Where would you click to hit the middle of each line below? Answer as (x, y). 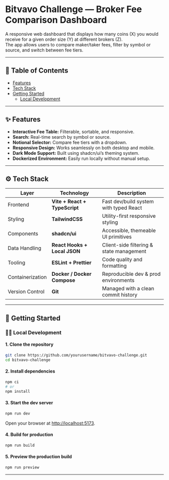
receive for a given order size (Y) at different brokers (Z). (64, 39)
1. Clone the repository (29, 344)
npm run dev (18, 413)
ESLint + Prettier (72, 263)
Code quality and (122, 260)
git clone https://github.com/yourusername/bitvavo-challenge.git (76, 355)
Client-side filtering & (128, 245)
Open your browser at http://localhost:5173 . (50, 423)
